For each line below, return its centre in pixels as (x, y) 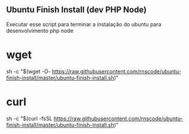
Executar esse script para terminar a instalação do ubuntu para (84, 24)
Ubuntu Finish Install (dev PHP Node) (77, 10)
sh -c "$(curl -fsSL (29, 118)
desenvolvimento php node (40, 31)
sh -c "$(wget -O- (28, 71)
